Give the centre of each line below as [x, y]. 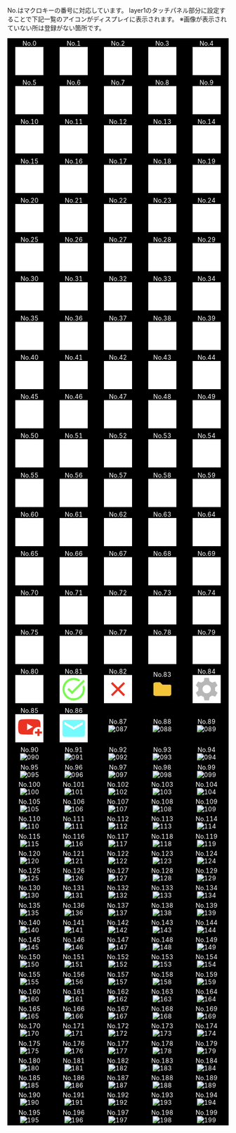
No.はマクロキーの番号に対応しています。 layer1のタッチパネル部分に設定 [113, 10]
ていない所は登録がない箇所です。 [56, 28]
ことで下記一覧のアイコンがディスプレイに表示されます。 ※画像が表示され [120, 19]
